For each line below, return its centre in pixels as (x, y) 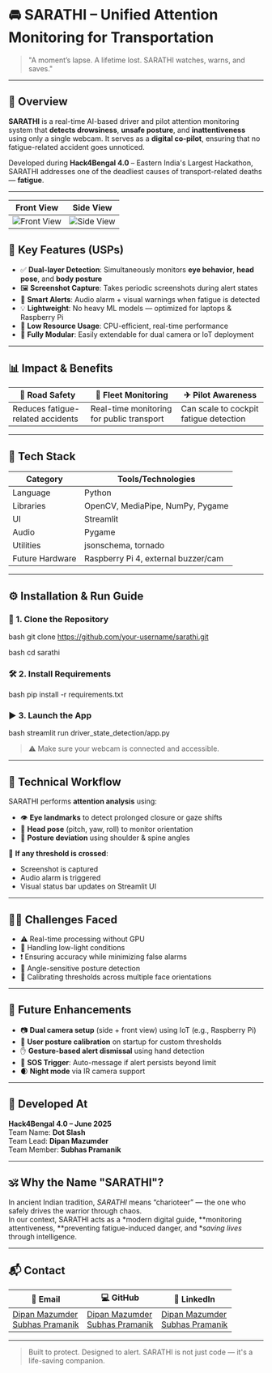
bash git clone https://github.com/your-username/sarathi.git (108, 637)
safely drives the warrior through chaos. (75, 1210)
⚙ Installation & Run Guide (76, 596)
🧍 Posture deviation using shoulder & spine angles (105, 838)
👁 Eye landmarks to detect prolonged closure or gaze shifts (121, 817)
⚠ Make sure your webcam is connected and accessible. (124, 748)
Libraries (29, 506)
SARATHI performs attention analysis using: (83, 801)
